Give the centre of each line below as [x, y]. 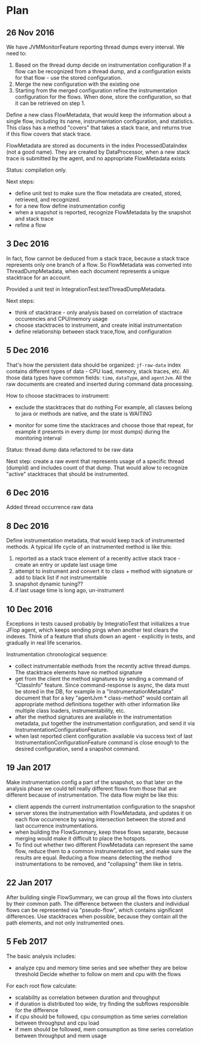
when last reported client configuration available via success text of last [104, 736]
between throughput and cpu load [57, 1023]
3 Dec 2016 [28, 244]
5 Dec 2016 [28, 351]
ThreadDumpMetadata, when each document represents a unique [88, 271]
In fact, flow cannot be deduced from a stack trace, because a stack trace [98, 258]
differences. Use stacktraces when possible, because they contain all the [97, 916]
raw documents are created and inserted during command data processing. [100, 384]
